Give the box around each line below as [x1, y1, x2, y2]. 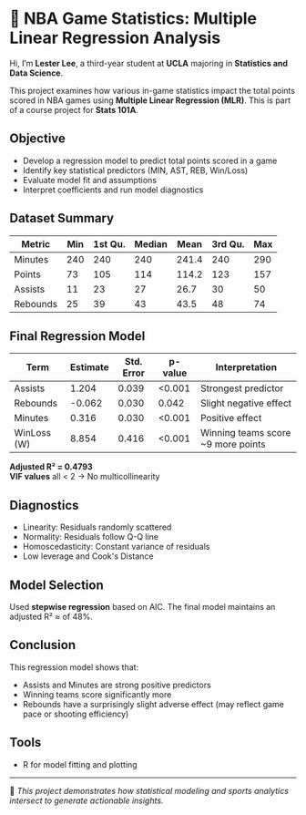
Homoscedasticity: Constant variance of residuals [22, 542, 210, 552]
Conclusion [9, 637, 76, 653]
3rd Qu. [211, 237, 245, 250]
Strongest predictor [199, 382, 284, 395]
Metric [21, 237, 51, 250]
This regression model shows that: [9, 661, 139, 673]
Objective [9, 131, 66, 147]
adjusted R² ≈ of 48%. [9, 611, 93, 622]
